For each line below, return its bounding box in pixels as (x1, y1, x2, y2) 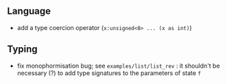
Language (7, 5, 51, 17)
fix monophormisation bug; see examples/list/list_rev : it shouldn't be (16, 61, 221, 70)
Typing (7, 44, 38, 55)
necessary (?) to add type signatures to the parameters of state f (16, 68, 201, 77)
